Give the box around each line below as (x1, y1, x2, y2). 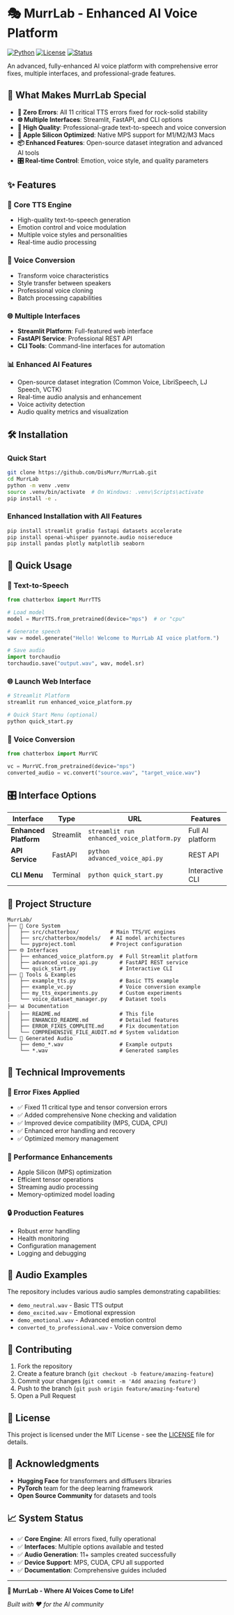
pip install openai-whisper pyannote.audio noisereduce (7, 534, 173, 541)
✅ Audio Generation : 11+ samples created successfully (17, 1550, 176, 1558)
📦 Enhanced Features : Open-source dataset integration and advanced (17, 138, 223, 147)
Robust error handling (17, 1226, 80, 1235)
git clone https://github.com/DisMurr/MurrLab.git (7, 469, 157, 476)
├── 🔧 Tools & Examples (7, 971, 77, 979)
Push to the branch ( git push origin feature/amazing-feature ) (17, 1384, 200, 1392)
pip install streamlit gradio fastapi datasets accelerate (7, 527, 182, 534)
